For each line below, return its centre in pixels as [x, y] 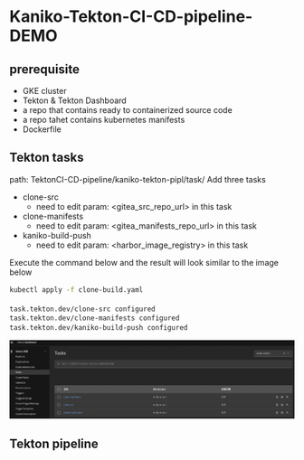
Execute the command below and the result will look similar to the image [144, 262]
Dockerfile [42, 129]
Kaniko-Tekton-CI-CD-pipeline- [131, 17]
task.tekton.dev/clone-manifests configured [95, 318]
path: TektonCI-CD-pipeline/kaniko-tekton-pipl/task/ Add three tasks [138, 179]
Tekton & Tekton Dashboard [74, 100]
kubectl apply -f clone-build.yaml [76, 290]
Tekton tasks [47, 158]
